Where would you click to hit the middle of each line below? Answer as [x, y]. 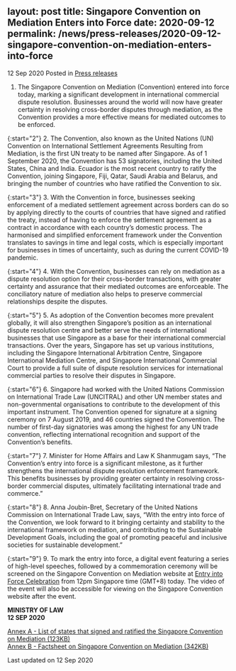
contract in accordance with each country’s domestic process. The [105, 227]
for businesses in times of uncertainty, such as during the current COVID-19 [118, 250]
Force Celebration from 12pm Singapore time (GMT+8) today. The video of [116, 581]
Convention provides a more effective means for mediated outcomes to [122, 117]
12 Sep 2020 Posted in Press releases [63, 73]
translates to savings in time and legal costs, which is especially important [116, 242]
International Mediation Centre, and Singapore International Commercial [112, 360]
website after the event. [42, 596]
